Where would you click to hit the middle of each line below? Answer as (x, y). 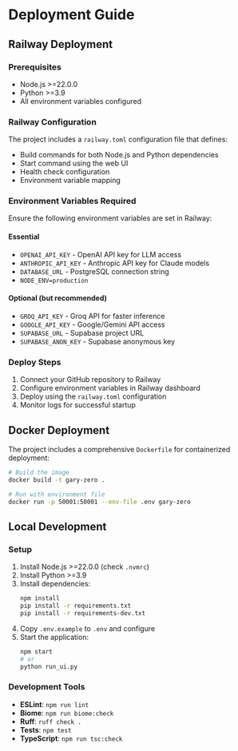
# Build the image (39, 472)
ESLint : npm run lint (54, 704)
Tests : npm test (46, 729)
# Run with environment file (57, 494)
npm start (36, 652)
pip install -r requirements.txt (75, 606)
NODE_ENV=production (54, 280)
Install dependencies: (55, 584)
